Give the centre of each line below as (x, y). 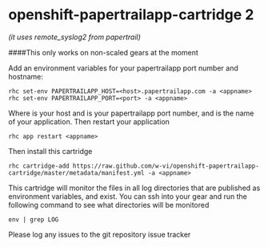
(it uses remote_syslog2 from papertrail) (75, 37)
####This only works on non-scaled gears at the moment (103, 52)
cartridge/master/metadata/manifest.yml (77, 173)
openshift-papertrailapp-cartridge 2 (131, 15)
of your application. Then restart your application (89, 121)
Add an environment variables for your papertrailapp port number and (123, 68)
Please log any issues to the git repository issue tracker (100, 234)
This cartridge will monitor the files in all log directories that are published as (134, 188)
